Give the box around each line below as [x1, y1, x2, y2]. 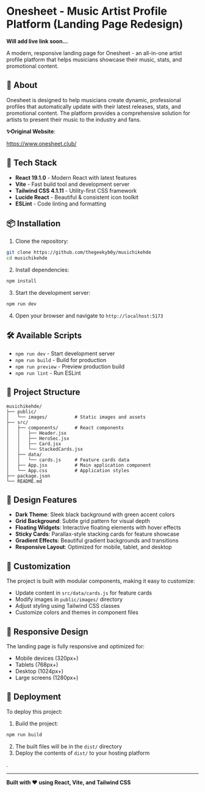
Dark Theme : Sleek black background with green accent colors [15, 511, 175, 518]
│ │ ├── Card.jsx [6, 440, 62, 447]
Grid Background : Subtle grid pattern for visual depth [15, 517, 151, 525]
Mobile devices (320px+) [15, 654, 79, 662]
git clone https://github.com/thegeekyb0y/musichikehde [6, 250, 151, 256]
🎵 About [6, 80, 38, 91]
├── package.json [6, 473, 51, 479]
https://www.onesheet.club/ [6, 139, 77, 147]
